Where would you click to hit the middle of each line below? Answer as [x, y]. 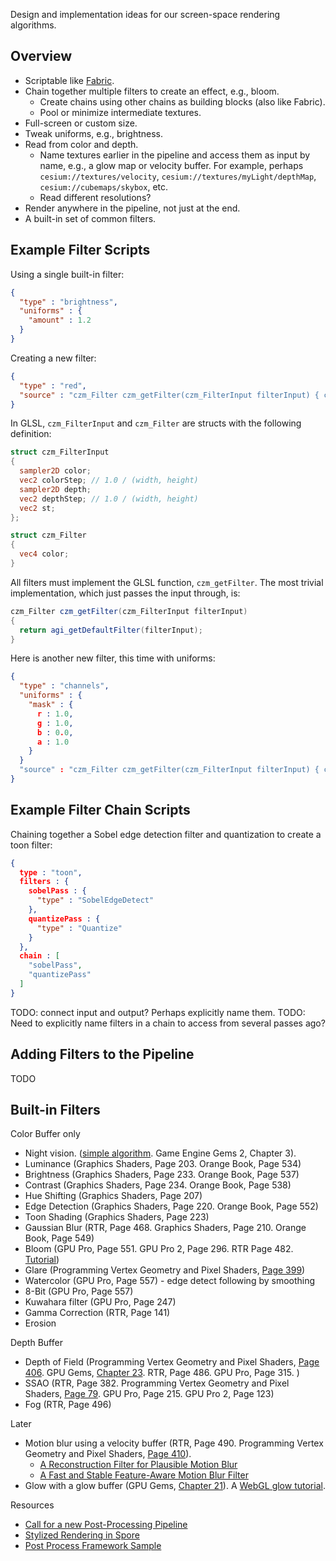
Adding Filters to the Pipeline [102, 1054]
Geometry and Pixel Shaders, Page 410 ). [108, 1454]
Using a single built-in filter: [67, 274]
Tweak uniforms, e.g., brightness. [94, 133]
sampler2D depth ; [55, 489]
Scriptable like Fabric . [69, 80]
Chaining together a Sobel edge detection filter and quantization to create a [166, 834]
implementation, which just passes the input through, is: [125, 593]
